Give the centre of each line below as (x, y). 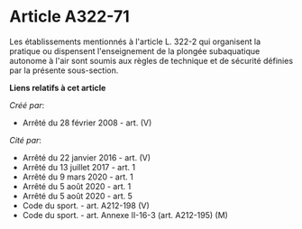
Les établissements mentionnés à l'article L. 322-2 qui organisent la (135, 41)
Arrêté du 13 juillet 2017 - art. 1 (79, 167)
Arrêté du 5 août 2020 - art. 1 (77, 186)
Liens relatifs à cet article (58, 87)
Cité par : (26, 140)
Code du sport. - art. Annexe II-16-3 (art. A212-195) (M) (125, 215)
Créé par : (27, 105)
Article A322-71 (69, 17)
